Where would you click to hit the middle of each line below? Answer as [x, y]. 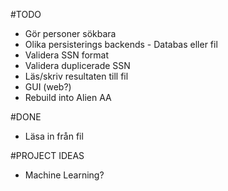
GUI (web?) [48, 87]
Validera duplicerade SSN [77, 65]
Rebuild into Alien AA [68, 97]
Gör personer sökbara [70, 33]
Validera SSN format [67, 55]
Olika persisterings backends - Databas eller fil [121, 44]
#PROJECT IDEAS [47, 155]
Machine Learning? [64, 175]
